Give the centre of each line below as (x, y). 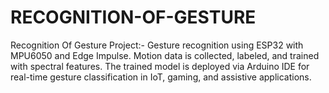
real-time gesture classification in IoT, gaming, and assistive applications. (161, 77)
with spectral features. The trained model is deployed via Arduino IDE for (160, 66)
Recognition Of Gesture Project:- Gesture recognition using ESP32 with (157, 45)
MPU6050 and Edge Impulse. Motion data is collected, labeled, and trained (165, 55)
